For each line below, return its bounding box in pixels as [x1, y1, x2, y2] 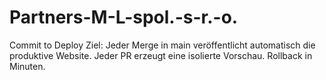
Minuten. [9, 60, 46, 72]
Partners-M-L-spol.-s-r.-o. [9, 6, 239, 29]
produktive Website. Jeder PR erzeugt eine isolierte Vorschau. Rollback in [9, 49, 313, 61]
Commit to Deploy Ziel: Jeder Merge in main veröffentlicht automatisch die [9, 39, 316, 51]
